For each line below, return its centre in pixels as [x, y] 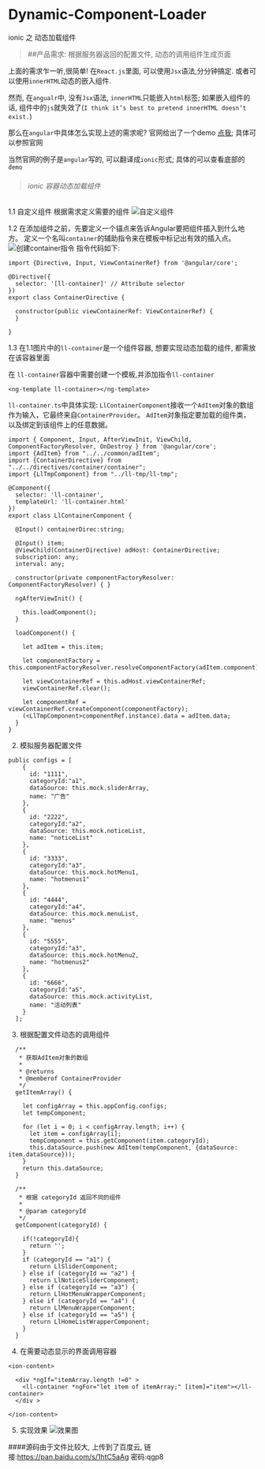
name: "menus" [52, 921]
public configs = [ [40, 761]
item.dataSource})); [42, 1155]
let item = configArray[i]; [75, 1134]
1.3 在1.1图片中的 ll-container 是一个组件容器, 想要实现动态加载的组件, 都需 [129, 348]
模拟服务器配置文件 [51, 746]
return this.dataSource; [63, 1169]
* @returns [37, 1072]
